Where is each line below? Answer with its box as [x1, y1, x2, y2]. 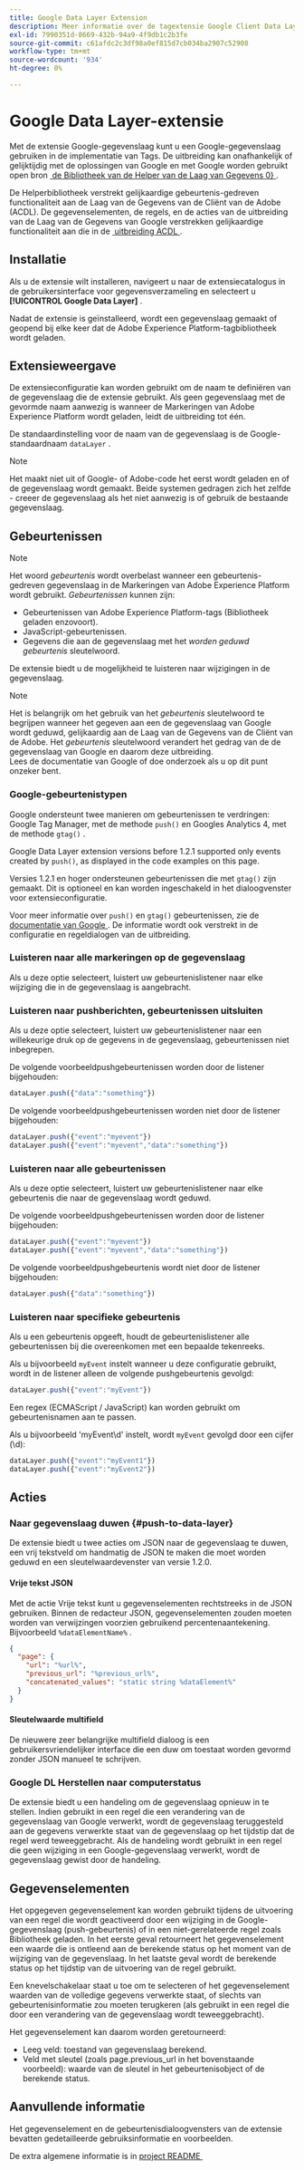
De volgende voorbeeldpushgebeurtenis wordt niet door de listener [9, 1261, 261, 1273]
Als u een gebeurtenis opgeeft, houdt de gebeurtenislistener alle [9, 1331, 251, 1342]
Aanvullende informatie [9, 2099, 146, 2115]
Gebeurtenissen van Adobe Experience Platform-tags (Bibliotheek [22, 607, 270, 618]
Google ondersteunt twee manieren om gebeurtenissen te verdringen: [9, 808, 270, 820]
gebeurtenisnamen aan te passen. [9, 1411, 137, 1423]
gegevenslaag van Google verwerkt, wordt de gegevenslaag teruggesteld [9, 1816, 284, 1827]
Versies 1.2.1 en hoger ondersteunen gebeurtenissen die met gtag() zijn [9, 873, 277, 883]
